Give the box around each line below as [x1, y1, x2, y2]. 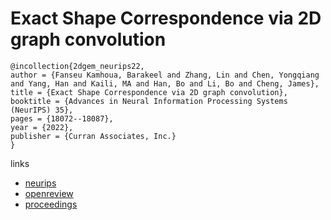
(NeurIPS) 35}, [10, 105, 74, 115]
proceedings [24, 198, 78, 210]
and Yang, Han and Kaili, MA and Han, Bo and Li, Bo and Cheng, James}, [10, 78, 320, 89]
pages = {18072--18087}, [10, 113, 114, 124]
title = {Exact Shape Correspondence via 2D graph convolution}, [10, 87, 288, 97]
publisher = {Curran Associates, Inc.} [10, 131, 177, 141]
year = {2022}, [10, 122, 74, 132]
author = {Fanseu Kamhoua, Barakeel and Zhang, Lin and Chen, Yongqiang [10, 70, 320, 80]
